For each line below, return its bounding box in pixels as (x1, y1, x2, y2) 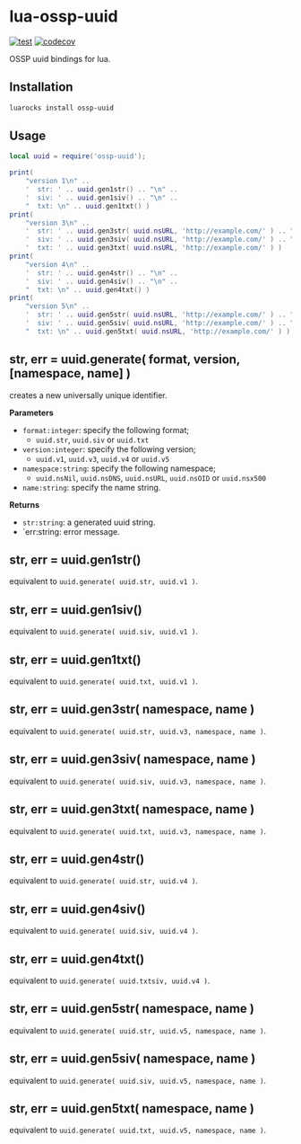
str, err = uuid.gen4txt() (9, 951, 145, 967)
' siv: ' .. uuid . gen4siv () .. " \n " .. (25, 277, 178, 286)
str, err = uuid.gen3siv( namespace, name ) (9, 752, 256, 767)
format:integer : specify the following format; (21, 424, 190, 435)
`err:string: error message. (21, 526, 121, 537)
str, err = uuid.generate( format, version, (9, 352, 240, 368)
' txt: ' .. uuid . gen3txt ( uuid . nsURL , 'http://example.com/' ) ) (25, 244, 283, 253)
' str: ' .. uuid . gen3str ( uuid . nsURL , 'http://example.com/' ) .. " (25, 226, 295, 235)
